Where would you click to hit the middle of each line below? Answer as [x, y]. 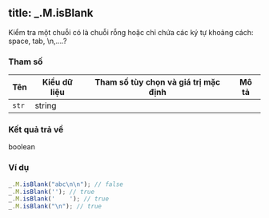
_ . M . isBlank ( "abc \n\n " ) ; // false [66, 184]
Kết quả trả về [36, 129]
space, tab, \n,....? [38, 41]
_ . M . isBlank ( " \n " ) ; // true [55, 207]
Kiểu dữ [58, 82]
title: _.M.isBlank [51, 13]
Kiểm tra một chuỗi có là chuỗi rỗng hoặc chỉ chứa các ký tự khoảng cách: [131, 32]
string [46, 105]
